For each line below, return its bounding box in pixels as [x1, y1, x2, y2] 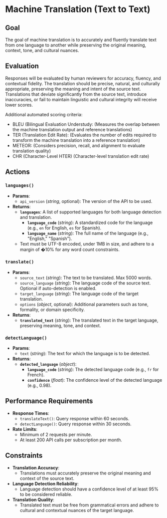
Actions [5, 168, 30, 176]
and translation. [19, 214, 52, 220]
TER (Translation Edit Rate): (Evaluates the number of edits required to [12, 132, 157, 138]
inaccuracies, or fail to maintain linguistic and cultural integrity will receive [5, 96, 157, 102]
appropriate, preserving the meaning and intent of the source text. [5, 86, 141, 92]
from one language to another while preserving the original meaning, [5, 42, 147, 48]
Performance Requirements [5, 397, 93, 405]
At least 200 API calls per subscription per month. [19, 437, 122, 443]
